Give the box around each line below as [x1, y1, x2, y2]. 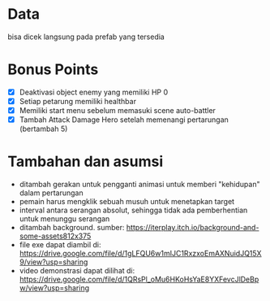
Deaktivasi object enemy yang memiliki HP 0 [19, 87, 169, 97]
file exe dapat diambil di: [19, 240, 102, 250]
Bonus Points [7, 60, 99, 79]
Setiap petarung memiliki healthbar [19, 96, 137, 106]
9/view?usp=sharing [19, 257, 88, 267]
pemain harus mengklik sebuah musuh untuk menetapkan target [19, 197, 235, 207]
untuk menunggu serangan [19, 214, 110, 224]
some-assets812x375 [19, 231, 92, 241]
